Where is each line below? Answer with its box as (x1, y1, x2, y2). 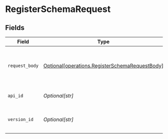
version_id (7, 116, 33, 122)
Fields (5, 23, 25, 32)
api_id (7, 93, 23, 98)
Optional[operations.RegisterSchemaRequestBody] (43, 62, 164, 69)
